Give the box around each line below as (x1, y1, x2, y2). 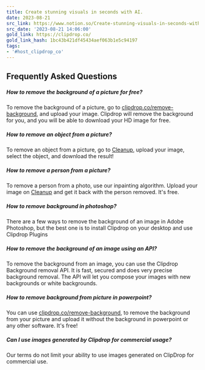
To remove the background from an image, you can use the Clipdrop (6, 260, 178, 267)
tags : (6, 43, 20, 49)
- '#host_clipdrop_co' (6, 49, 64, 55)
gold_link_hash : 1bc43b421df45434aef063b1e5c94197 (6, 37, 138, 43)
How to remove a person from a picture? (6, 166, 111, 174)
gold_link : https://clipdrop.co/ (6, 32, 92, 38)
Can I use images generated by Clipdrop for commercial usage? (6, 336, 172, 343)
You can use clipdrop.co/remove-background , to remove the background (6, 309, 190, 316)
